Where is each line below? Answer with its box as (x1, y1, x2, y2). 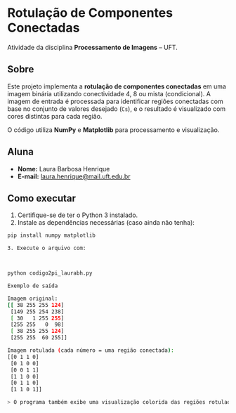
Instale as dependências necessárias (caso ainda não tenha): (17, 218, 195, 227)
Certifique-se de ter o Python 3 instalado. (17, 211, 138, 219)
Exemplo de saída (7, 282, 58, 289)
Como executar (7, 192, 76, 204)
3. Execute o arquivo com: (7, 244, 86, 252)
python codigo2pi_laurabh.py (7, 270, 93, 277)
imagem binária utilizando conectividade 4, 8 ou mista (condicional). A (7, 89, 211, 98)
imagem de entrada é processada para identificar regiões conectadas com (7, 97, 223, 105)
